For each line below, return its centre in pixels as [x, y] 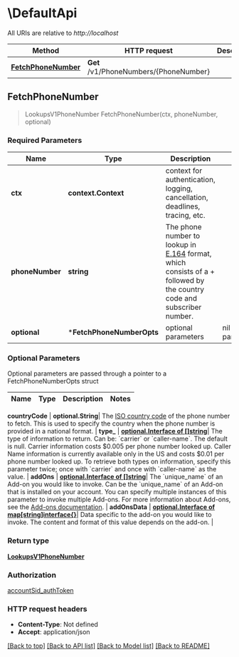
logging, [179, 189]
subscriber [184, 307]
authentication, [190, 180]
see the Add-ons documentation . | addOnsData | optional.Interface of [111, 507]
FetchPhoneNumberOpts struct [53, 381]
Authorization [32, 575]
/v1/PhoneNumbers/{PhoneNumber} [149, 71]
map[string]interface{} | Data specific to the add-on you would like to [110, 515]
